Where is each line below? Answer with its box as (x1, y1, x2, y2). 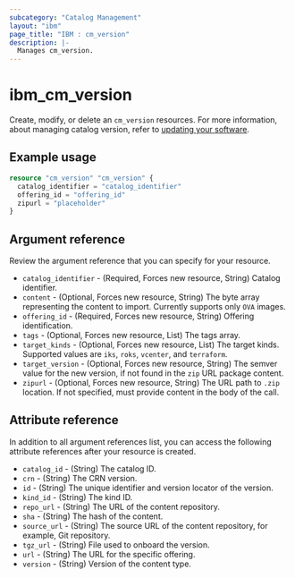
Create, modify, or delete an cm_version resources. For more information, (9, 115, 278, 125)
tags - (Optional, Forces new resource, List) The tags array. (21, 330, 241, 341)
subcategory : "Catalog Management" (9, 13, 142, 22)
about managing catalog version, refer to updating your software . (9, 124, 250, 135)
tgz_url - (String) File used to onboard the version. (21, 539, 210, 550)
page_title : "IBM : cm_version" (9, 30, 130, 38)
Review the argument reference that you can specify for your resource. (9, 256, 271, 267)
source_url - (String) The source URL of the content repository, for (21, 520, 268, 531)
